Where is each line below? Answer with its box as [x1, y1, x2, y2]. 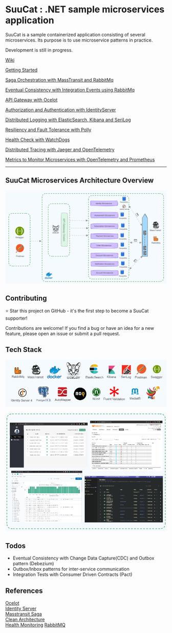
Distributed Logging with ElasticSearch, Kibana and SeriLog [5, 117, 132, 123]
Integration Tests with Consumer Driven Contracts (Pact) [12, 571, 133, 578]
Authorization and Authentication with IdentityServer [5, 106, 116, 113]
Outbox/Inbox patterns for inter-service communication [12, 566, 130, 572]
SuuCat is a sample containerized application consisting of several [5, 31, 146, 38]
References [5, 586, 43, 595]
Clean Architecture [5, 617, 45, 623]
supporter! [5, 315, 28, 321]
